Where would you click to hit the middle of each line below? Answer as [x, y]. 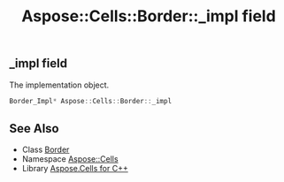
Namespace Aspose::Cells [70, 159]
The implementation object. [59, 85]
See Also [34, 129]
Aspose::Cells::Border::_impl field [149, 16]
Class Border [46, 150]
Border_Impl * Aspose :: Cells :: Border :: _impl [91, 101]
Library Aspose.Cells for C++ [75, 169]
